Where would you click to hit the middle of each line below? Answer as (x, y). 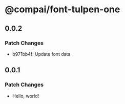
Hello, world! (26, 96)
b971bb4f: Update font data (41, 54)
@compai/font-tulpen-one (62, 9)
